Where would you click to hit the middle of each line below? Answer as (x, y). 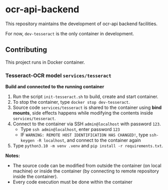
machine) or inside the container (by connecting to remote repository (86, 171)
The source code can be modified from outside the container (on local (87, 166)
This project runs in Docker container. (45, 62)
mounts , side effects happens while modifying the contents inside (83, 113)
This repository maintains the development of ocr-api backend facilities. (81, 24)
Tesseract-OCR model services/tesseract (58, 75)
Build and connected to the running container (55, 87)
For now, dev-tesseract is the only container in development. (70, 33)
